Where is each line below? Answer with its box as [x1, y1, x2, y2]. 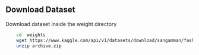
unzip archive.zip [16, 43, 62, 49]
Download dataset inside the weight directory [5, 20, 117, 27]
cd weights [16, 32, 46, 38]
